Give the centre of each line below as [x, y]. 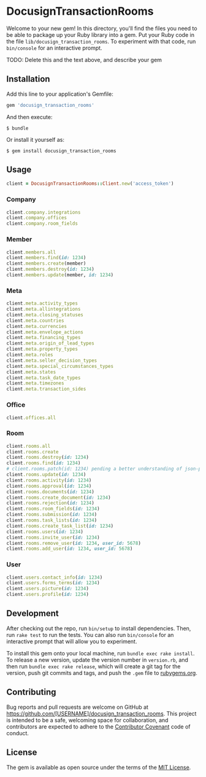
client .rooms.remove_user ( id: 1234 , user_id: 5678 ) [74, 543]
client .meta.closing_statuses [45, 314]
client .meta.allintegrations [44, 309]
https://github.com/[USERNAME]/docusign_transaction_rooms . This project [101, 713]
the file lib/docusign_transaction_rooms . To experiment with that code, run [101, 41]
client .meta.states [31, 372]
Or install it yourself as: [35, 139]
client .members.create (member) [46, 264]
